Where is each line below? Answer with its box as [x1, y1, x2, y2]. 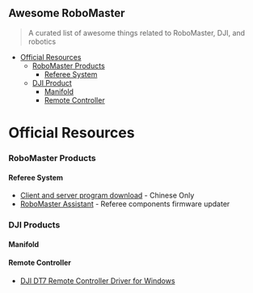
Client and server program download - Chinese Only [19, 190, 195, 201]
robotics [27, 36, 57, 46]
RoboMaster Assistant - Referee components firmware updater [19, 199, 230, 209]
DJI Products [8, 219, 61, 231]
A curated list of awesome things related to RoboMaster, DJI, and [27, 28, 245, 37]
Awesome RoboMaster [8, 6, 125, 20]
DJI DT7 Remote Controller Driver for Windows [19, 275, 175, 286]
